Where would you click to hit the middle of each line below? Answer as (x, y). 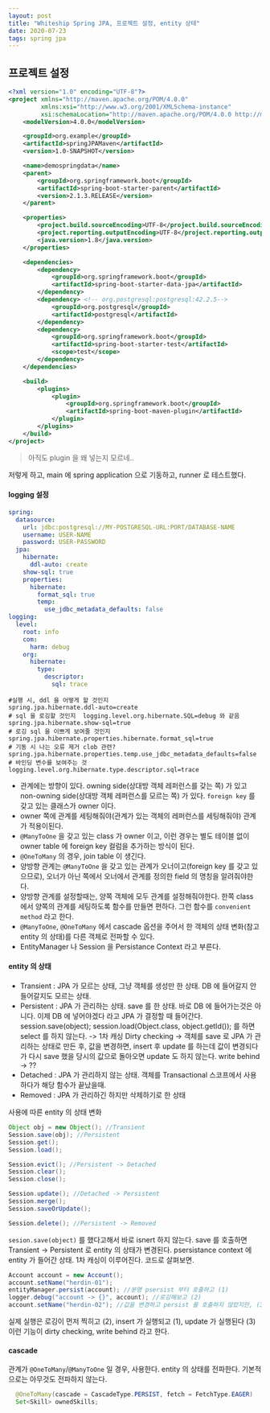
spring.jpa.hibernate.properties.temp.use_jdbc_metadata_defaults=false (133, 754)
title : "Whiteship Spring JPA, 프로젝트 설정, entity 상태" (104, 23)
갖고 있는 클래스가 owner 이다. (68, 805)
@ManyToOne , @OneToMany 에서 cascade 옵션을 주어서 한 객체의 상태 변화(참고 (139, 926)
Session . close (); (37, 1180)
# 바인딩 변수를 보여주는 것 (48, 762)
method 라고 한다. (47, 916)
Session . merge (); (37, 1201)
